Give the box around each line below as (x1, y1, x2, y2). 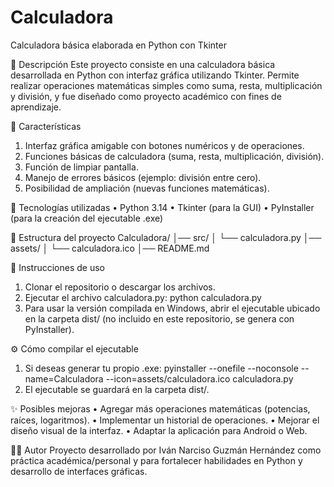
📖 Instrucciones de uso (10, 261, 105, 273)
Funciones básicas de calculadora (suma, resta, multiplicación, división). (24, 150, 325, 162)
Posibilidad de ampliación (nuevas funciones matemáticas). (24, 182, 270, 194)
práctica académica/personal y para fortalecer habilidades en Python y (10, 454, 303, 466)
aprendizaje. (10, 101, 62, 113)
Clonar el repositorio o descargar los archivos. (24, 281, 216, 293)
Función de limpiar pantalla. (24, 161, 139, 173)
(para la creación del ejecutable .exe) (10, 212, 164, 224)
